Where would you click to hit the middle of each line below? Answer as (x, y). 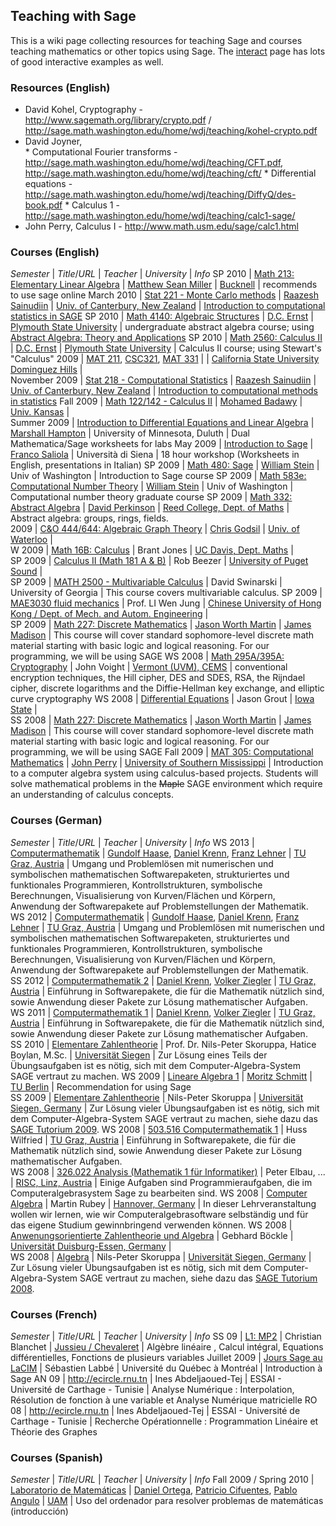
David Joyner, (53, 141)
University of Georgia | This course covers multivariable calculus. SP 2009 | (166, 593)
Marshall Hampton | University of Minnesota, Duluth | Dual (130, 433)
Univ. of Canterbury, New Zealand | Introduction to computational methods (164, 391)
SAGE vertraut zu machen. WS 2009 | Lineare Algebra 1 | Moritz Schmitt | (161, 1076)
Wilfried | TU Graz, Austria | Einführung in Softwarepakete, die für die (153, 1140)
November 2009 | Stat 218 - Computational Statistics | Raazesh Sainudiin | (163, 380)
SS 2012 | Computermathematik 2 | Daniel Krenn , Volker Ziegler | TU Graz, (163, 980)
